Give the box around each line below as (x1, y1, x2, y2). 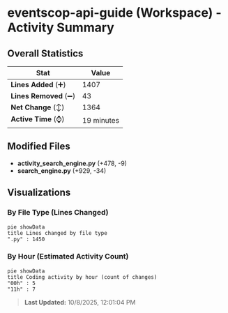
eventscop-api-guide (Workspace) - (7, 5, 222, 21)
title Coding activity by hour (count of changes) (7, 273, 158, 280)
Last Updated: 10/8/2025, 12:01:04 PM (24, 298, 136, 306)
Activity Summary (7, 20, 115, 36)
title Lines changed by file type (7, 229, 108, 236)
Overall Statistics (7, 47, 84, 59)
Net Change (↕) (10, 102, 65, 112)
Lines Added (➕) (10, 80, 66, 89)
